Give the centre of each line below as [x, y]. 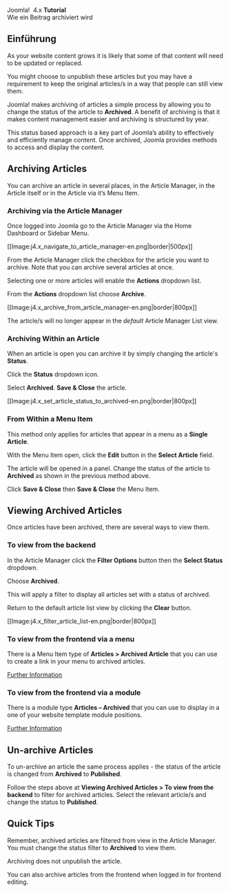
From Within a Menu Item [50, 419]
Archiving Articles [47, 169]
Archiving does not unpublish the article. [65, 861]
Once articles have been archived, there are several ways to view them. [108, 527]
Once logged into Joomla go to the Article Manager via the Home [100, 225]
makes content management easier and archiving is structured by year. [108, 119]
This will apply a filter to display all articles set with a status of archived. [109, 594]
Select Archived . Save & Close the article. [67, 388]
